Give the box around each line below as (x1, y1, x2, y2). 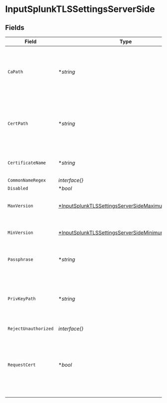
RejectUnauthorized (7, 326, 54, 331)
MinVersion (7, 230, 33, 235)
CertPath (7, 121, 28, 126)
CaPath (7, 69, 23, 74)
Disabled (7, 186, 28, 191)
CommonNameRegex (7, 178, 46, 183)
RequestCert (7, 362, 36, 368)
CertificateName (7, 160, 46, 166)
